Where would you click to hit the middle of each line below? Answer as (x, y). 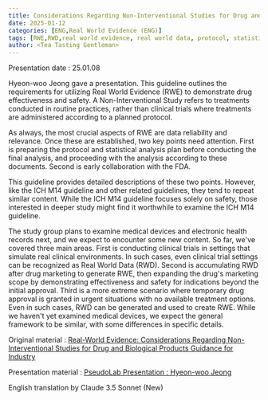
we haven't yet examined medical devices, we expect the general (116, 316)
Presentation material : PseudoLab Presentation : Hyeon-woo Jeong (120, 372)
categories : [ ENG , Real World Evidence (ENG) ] (85, 30)
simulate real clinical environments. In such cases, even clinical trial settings (133, 257)
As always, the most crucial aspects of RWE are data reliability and (118, 133)
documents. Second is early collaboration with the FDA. (100, 167)
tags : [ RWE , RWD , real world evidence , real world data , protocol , (119, 38)
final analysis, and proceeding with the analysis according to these (118, 158)
